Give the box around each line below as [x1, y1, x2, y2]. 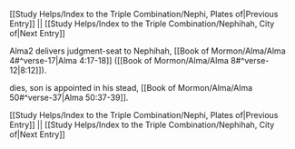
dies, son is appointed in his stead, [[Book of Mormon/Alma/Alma [9, 83, 253, 93]
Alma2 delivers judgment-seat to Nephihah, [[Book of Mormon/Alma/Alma [9, 45, 286, 56]
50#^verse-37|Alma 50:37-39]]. [9, 92, 129, 103]
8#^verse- [231, 55, 270, 65]
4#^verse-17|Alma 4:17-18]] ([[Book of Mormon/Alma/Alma [9, 55, 230, 65]
